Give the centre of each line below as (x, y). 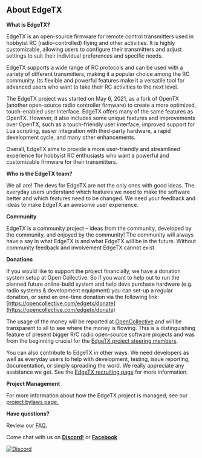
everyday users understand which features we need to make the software (98, 192)
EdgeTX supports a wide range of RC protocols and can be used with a (95, 67)
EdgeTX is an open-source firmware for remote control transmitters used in (100, 36)
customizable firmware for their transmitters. (62, 162)
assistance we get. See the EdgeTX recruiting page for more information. (97, 372)
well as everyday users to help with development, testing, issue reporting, (98, 359)
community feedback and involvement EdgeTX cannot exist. (81, 248)
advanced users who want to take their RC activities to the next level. (92, 87)
